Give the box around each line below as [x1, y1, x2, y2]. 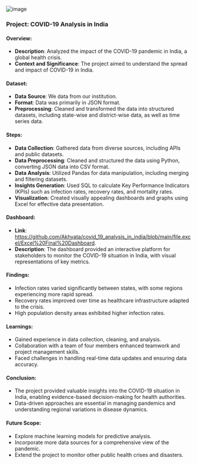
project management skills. [14, 348, 80, 355]
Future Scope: [6, 419, 42, 426]
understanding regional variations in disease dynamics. [14, 406, 148, 413]
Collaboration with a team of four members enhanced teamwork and [14, 342, 180, 349]
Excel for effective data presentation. [14, 200, 104, 208]
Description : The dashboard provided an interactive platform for [14, 245, 171, 252]
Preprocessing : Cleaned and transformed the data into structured [14, 106, 174, 113]
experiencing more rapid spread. [14, 290, 94, 297]
